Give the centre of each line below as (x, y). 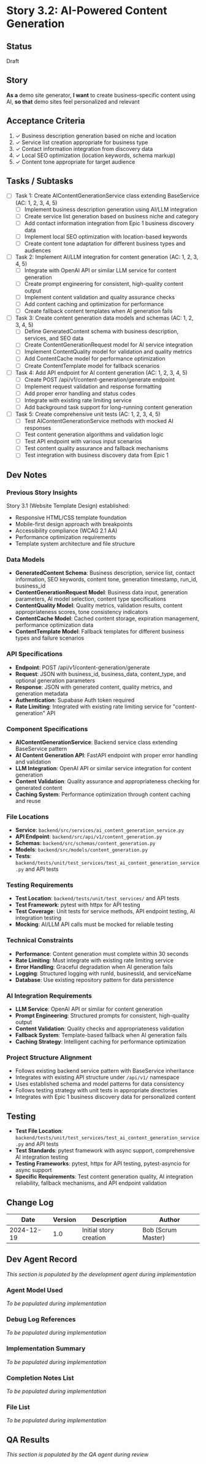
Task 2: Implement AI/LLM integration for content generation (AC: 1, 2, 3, (107, 257)
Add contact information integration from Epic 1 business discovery (109, 223)
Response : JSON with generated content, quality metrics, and (94, 687)
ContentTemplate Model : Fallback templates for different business (100, 632)
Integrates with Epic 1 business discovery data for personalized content (105, 1097)
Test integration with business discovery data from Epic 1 (96, 455)
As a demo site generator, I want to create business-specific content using (101, 95)
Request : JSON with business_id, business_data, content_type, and (101, 674)
